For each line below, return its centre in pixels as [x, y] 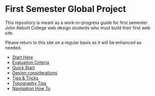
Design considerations [35, 72]
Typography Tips [29, 83]
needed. [13, 48]
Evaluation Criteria [31, 62]
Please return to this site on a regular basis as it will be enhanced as [73, 42]
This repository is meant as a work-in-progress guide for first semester [76, 23]
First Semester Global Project [66, 9]
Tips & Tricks [25, 78]
